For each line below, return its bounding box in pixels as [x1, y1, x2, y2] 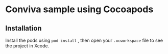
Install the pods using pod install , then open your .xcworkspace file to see [5, 37, 163, 43]
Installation [5, 24, 42, 33]
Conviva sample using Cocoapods [5, 4, 154, 15]
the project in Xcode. [5, 43, 50, 49]
